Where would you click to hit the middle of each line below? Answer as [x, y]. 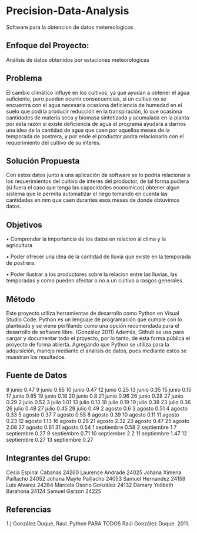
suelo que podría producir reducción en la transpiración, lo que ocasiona [94, 111]
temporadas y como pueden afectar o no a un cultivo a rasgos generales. [95, 281]
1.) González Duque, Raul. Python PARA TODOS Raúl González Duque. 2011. [98, 524]
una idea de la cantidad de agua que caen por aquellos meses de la [88, 130]
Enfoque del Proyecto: [48, 46]
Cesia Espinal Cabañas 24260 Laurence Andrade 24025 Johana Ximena [94, 472]
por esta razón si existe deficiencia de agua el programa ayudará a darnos [96, 124]
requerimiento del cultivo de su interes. [54, 142]
